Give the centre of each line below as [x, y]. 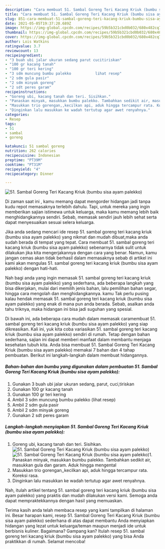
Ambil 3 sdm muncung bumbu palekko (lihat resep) [64, 400]
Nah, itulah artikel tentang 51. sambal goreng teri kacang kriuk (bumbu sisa [81, 490]
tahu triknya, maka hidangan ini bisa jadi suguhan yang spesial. [69, 309]
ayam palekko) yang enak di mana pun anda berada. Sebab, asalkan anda [80, 304]
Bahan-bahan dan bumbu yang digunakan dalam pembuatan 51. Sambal [82, 366]
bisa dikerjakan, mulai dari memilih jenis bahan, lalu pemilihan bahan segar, [81, 288]
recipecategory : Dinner [29, 174]
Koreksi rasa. [26, 476]
